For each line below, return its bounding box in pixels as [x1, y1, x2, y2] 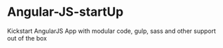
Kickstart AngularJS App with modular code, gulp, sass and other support [7, 27, 216, 35]
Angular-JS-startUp [7, 4, 124, 20]
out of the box [7, 34, 47, 42]
